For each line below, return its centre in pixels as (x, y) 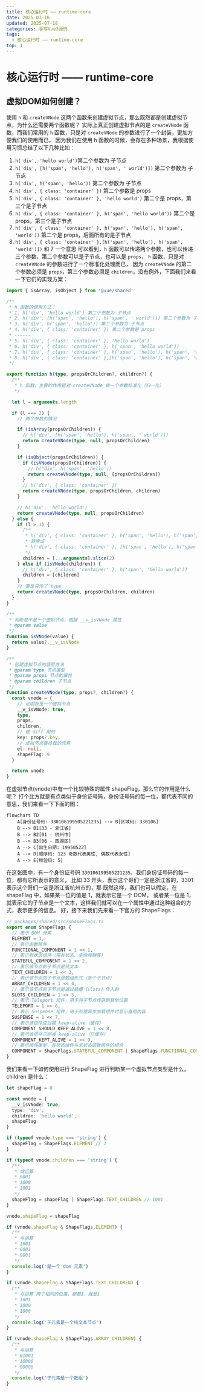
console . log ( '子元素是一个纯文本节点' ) (57, 1322)
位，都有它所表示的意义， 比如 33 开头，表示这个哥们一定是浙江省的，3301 (100, 880)
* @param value (28, 626)
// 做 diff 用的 (36, 732)
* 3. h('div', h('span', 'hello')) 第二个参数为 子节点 (76, 324)
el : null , (30, 749)
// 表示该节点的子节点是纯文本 (45, 967)
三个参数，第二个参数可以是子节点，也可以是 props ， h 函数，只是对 (99, 256)
